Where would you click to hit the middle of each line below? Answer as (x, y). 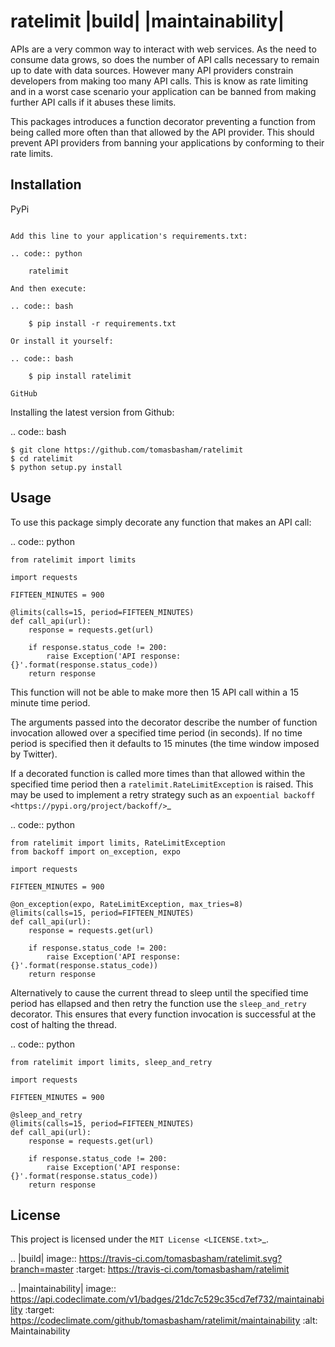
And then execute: (48, 288)
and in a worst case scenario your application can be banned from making (163, 91)
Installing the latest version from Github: (92, 412)
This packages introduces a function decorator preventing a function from (163, 121)
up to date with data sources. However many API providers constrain (152, 70)
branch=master (42, 1269)
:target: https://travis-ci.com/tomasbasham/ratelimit (182, 1269)
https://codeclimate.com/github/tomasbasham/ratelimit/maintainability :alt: (164, 1321)
